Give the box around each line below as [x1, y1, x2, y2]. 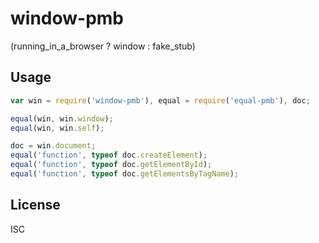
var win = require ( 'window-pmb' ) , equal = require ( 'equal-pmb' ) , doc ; [10, 95, 311, 106]
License [10, 197, 61, 214]
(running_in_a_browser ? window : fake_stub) [10, 40, 196, 52]
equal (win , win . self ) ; [10, 123, 105, 133]
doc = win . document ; [10, 141, 97, 151]
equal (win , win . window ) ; [10, 113, 114, 124]
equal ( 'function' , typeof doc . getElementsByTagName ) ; [10, 169, 240, 179]
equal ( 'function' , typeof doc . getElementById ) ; [10, 160, 213, 170]
